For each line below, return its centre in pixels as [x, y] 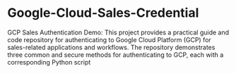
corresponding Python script [49, 62]
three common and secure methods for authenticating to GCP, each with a [116, 55]
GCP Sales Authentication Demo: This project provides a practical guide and [118, 32]
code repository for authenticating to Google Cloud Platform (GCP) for [110, 39]
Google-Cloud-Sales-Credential [103, 13]
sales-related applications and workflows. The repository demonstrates [111, 47]
